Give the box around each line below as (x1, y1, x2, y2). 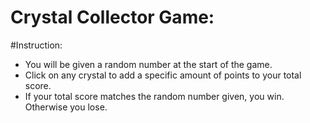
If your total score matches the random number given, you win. (24, 90, 285, 102)
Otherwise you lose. (24, 101, 108, 113)
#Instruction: (10, 39, 63, 51)
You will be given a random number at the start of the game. (24, 58, 273, 70)
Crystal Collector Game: (10, 6, 215, 29)
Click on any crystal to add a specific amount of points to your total (24, 69, 302, 81)
